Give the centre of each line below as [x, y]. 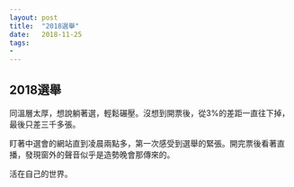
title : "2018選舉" [45, 26]
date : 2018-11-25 [46, 34]
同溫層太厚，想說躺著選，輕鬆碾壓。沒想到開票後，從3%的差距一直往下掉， [150, 112]
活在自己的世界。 [41, 174]
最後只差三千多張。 [45, 124]
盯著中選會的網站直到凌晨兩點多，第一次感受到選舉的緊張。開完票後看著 [143, 143]
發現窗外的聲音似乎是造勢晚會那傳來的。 [100, 155]
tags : [19, 43]
